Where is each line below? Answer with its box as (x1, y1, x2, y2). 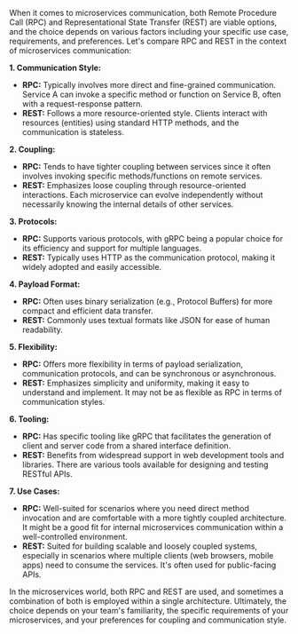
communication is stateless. (21, 127, 124, 137)
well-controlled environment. (21, 532, 129, 542)
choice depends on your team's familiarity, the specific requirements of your (9, 606, 289, 615)
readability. (21, 324, 64, 335)
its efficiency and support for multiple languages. (21, 243, 202, 253)
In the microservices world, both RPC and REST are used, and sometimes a (9, 586, 284, 597)
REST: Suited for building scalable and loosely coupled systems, (21, 541, 258, 551)
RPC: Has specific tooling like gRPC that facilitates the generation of (21, 431, 272, 441)
